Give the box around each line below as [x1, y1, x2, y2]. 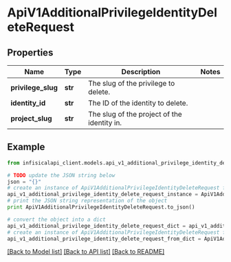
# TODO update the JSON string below [7, 171, 115, 179]
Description [121, 67, 161, 76]
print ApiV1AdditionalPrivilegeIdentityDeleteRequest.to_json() [7, 204, 195, 211]
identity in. [88, 118, 122, 128]
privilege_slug [10, 83, 58, 92]
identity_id [10, 98, 46, 108]
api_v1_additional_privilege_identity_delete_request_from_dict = [7, 235, 201, 242]
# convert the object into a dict [7, 216, 107, 223]
